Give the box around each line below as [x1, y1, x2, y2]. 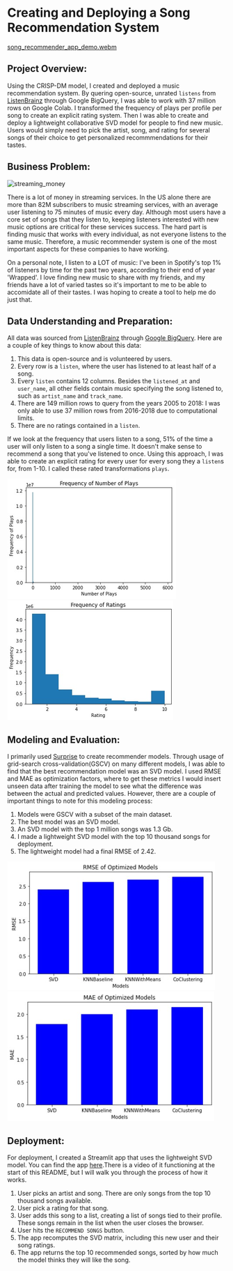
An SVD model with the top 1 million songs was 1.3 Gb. [17, 825, 173, 833]
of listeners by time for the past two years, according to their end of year [7, 265, 216, 274]
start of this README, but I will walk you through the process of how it [7, 1169, 208, 1176]
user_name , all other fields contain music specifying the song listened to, [17, 385, 224, 393]
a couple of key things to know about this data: [7, 341, 141, 350]
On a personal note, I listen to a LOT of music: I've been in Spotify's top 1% [7, 258, 221, 266]
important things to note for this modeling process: [7, 796, 153, 806]
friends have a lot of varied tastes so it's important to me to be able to [7, 280, 207, 288]
